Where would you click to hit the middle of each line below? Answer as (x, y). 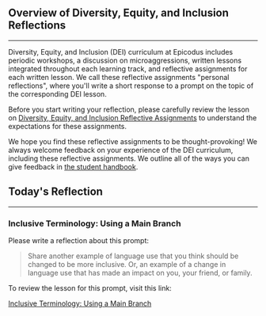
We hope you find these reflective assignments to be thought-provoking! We (133, 141)
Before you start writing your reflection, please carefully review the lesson (129, 109)
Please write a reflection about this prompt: (78, 240)
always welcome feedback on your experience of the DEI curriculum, (121, 150)
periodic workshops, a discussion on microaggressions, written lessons (125, 60)
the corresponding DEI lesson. (57, 93)
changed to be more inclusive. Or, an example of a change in (127, 264)
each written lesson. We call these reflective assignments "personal (119, 77)
